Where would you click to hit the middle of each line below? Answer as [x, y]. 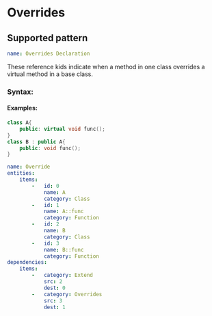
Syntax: [21, 92]
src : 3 [53, 301]
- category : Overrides [67, 294]
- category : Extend [63, 276]
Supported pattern [48, 38]
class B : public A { [37, 142]
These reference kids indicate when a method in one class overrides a [106, 66]
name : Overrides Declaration [49, 53]
